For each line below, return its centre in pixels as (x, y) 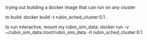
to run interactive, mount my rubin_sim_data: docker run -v (67, 27)
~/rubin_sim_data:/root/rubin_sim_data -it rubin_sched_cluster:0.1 (74, 32)
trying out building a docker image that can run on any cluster (70, 7)
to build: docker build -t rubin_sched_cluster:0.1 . (56, 17)
